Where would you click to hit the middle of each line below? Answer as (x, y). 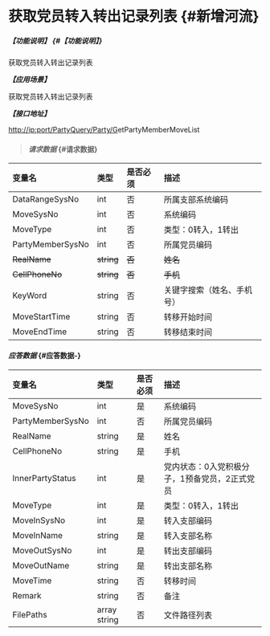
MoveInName (37, 535)
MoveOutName (41, 565)
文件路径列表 (188, 615)
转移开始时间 (188, 317)
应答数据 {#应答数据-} (45, 355)
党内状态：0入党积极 (202, 467)
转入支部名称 (188, 536)
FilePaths (30, 614)
